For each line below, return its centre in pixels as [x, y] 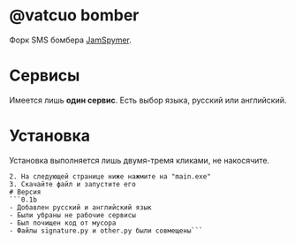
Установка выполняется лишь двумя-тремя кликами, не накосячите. [140, 160]
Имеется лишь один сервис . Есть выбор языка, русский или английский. [148, 100]
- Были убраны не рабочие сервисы [73, 215]
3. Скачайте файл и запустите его [73, 184]
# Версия [25, 192]
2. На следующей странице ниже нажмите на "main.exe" [110, 176]
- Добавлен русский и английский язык [80, 207]
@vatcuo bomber [74, 15]
